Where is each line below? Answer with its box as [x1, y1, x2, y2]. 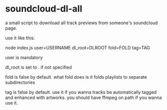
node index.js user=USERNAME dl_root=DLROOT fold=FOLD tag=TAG [5, 44, 150, 50]
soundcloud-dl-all [5, 3, 82, 15]
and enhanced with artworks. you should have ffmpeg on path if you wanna [5, 94, 162, 100]
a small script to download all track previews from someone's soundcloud [5, 20, 158, 26]
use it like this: [5, 35, 35, 41]
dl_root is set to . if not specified [5, 64, 72, 70]
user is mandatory [5, 54, 43, 61]
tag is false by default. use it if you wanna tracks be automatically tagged [5, 89, 157, 95]
